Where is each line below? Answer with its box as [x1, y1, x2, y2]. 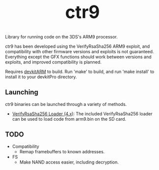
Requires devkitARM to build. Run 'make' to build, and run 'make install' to [5, 68, 155, 74]
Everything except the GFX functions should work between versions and [5, 54, 152, 60]
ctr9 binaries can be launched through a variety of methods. [5, 101, 127, 107]
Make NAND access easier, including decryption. [19, 159, 119, 165]
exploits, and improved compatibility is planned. [5, 59, 102, 65]
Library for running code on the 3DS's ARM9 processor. [5, 34, 118, 39]
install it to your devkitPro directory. [5, 73, 77, 80]
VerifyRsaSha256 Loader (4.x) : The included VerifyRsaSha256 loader [12, 110, 153, 117]
